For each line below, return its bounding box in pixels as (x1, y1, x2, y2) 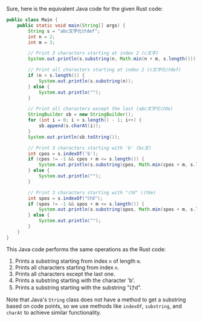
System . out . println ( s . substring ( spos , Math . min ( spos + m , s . (38, 206, 196, 212)
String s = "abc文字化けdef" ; (28, 28, 101, 34)
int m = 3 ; (28, 39, 56, 45)
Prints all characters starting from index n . (14, 263, 120, 271)
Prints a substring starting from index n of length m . (14, 257, 141, 264)
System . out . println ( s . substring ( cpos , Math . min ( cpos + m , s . (38, 162, 196, 168)
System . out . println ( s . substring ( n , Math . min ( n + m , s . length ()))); (28, 56, 201, 62)
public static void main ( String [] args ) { (17, 22, 126, 28)
